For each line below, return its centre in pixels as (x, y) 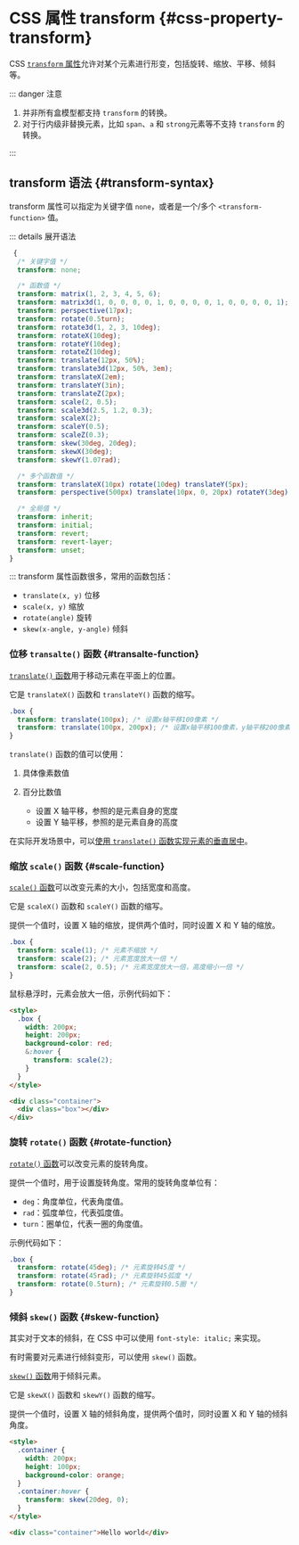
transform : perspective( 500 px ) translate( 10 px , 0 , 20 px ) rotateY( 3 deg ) (153, 493)
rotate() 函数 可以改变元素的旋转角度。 (81, 1163)
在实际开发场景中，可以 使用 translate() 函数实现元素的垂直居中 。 (131, 841)
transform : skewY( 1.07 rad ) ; (69, 460)
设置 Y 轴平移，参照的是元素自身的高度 (106, 822)
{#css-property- (221, 18)
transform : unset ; (52, 550)
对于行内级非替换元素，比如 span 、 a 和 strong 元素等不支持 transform (148, 123)
